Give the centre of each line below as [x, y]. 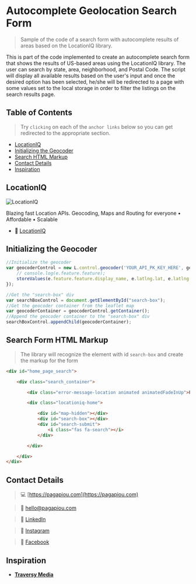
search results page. [31, 94]
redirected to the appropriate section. [65, 133]
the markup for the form [49, 360]
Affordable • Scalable [32, 219]
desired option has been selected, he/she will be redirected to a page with [95, 82]
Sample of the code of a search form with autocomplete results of [99, 39]
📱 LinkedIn [33, 520]
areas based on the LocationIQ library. [66, 46]
